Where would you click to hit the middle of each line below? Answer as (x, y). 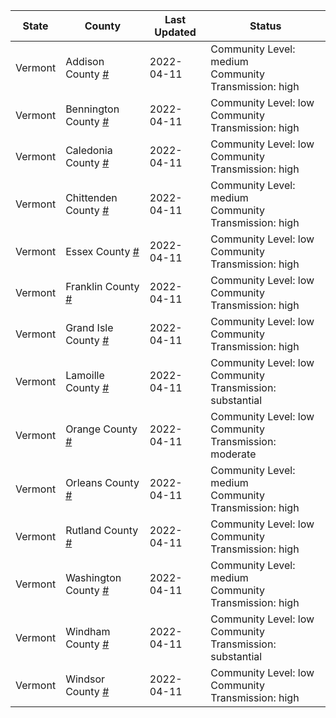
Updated (175, 32)
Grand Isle (89, 327)
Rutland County (102, 530)
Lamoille (85, 375)
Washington (93, 577)
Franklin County (102, 286)
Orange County (101, 429)
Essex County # (102, 251)
